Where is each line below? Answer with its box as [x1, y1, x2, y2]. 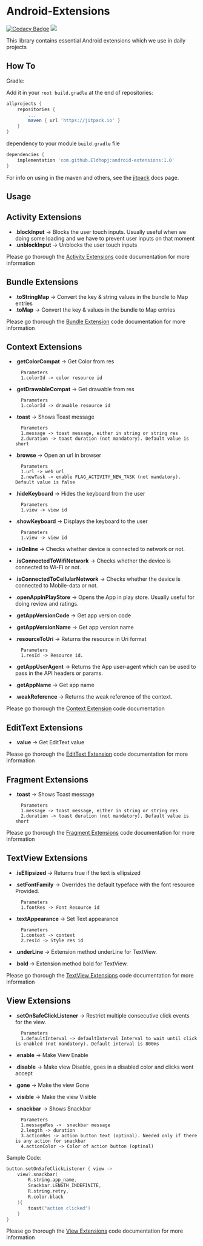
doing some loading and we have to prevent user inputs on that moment [15, 234, 195, 242]
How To [6, 61, 36, 71]
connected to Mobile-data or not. [15, 582, 98, 589]
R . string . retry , [28, 1188, 69, 1194]
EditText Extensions [6, 722, 83, 733]
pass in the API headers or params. [15, 669, 103, 677]
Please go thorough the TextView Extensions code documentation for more [6, 971, 194, 979]
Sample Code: [6, 1154, 42, 1161]
